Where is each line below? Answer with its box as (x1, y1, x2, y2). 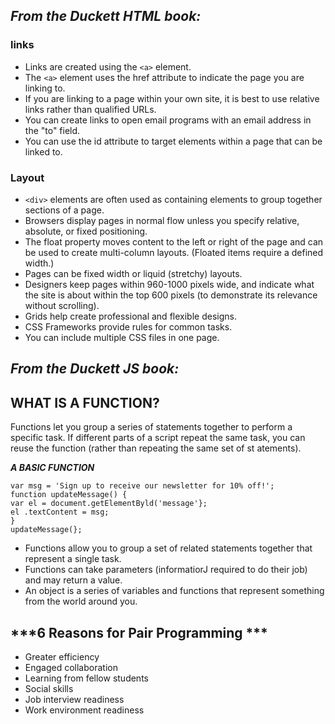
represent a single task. (24, 553, 122, 565)
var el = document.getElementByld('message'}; (10, 499, 208, 509)
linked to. (24, 145, 63, 158)
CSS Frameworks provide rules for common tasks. (24, 320, 233, 333)
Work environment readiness (24, 704, 145, 716)
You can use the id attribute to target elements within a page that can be (24, 135, 323, 147)
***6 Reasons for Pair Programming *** (10, 624, 268, 641)
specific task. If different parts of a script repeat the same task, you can (10, 432, 306, 444)
